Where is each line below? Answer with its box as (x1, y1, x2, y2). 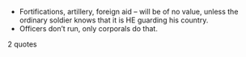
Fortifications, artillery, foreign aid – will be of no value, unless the (19, 7, 239, 16)
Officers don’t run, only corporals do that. (19, 24, 159, 33)
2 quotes (7, 39, 37, 49)
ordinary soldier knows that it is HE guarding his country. (19, 15, 209, 25)
